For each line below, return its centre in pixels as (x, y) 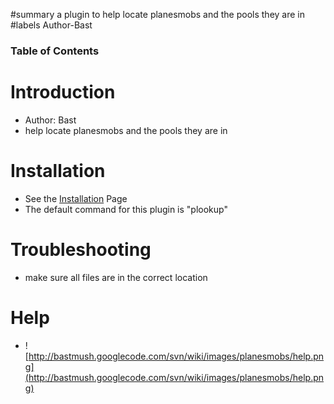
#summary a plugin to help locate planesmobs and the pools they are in (157, 14)
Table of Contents (55, 51)
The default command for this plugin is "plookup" (126, 209)
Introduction (63, 92)
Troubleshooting (81, 249)
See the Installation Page (76, 198)
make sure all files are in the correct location (116, 277)
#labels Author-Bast (51, 25)
